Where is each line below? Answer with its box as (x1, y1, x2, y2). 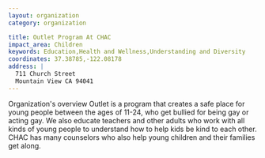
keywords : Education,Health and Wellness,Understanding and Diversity (8, 48, 246, 56)
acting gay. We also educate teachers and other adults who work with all (8, 115, 245, 125)
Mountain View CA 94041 (15, 77, 93, 85)
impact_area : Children (8, 40, 83, 48)
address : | (8, 62, 44, 71)
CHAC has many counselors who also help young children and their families (8, 132, 256, 142)
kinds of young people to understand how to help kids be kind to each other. (8, 124, 257, 134)
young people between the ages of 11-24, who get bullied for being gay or (8, 107, 249, 117)
